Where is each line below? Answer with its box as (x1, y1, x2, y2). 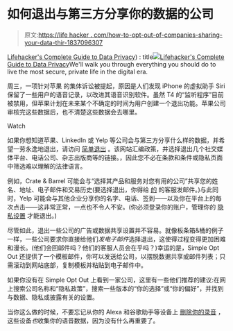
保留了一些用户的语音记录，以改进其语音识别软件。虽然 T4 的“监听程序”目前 (7, 90, 224, 99)
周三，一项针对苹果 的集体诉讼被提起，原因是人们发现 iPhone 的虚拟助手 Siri (7, 81, 225, 90)
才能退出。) (26, 211, 58, 219)
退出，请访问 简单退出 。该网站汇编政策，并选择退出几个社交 (43, 144, 217, 153)
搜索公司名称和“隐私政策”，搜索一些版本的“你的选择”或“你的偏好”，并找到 (12, 284, 224, 292)
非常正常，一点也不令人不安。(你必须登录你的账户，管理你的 (43, 203, 216, 211)
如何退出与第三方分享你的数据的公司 (7, 6, 214, 22)
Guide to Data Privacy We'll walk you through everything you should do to (7, 60, 216, 68)
